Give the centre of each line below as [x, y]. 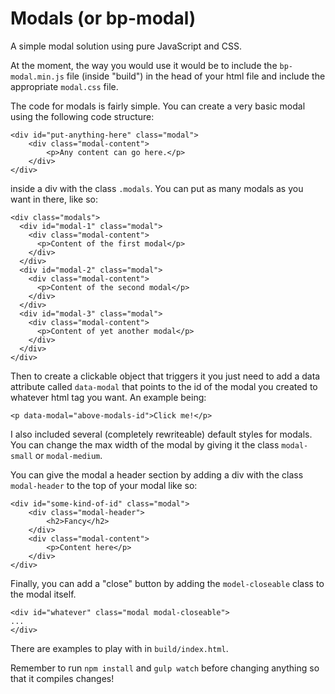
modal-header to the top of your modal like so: [104, 485]
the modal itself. [43, 594]
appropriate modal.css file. [64, 86]
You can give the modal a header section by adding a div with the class [157, 474]
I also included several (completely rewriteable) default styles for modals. [161, 434]
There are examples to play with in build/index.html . [119, 648]
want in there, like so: [54, 199]
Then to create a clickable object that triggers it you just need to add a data [165, 376]
